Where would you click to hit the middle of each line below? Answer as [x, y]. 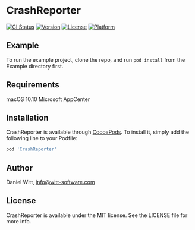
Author [19, 168]
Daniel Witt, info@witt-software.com [51, 182]
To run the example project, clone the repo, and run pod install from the [96, 59]
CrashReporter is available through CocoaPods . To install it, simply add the [97, 132]
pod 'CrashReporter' [32, 149]
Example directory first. [35, 66]
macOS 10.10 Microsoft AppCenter [48, 99]
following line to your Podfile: [42, 138]
